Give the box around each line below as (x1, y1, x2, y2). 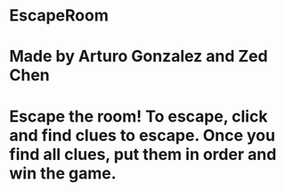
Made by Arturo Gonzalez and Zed (9, 46, 269, 67)
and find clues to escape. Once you (9, 125, 276, 146)
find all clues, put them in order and (9, 144, 277, 164)
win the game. (9, 163, 118, 183)
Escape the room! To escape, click (9, 106, 268, 126)
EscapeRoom (9, 5, 109, 26)
